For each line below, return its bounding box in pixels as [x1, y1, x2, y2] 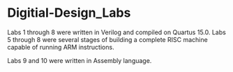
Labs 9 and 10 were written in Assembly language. [7, 56, 152, 64]
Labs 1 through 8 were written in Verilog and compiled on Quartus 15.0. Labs [7, 28, 227, 36]
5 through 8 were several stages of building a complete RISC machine [7, 35, 208, 43]
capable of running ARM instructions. [7, 43, 114, 51]
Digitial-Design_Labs [7, 5, 131, 21]
